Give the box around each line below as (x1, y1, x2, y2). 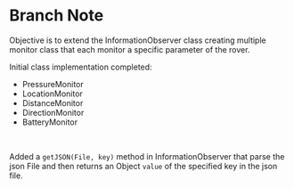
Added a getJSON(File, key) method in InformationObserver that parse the (9, 151, 285, 161)
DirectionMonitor (21, 107, 85, 118)
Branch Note (9, 5, 104, 26)
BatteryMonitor (21, 117, 78, 127)
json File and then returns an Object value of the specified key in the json (9, 160, 278, 171)
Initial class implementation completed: (9, 61, 153, 72)
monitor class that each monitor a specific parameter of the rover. (9, 44, 250, 54)
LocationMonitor (21, 88, 83, 99)
